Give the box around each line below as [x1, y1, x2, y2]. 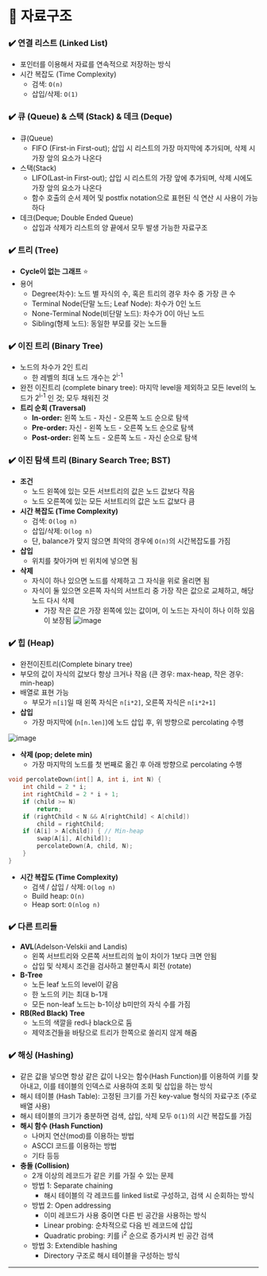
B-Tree [19, 970, 44, 980]
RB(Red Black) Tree [19, 1008, 85, 1018]
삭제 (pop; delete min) [19, 750, 93, 760]
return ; [37, 805, 62, 813]
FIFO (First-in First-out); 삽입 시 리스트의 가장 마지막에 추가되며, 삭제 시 [31, 143, 256, 153]
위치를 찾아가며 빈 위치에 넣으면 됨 [31, 555, 138, 565]
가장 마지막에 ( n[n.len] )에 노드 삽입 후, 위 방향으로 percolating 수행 [31, 717, 244, 727]
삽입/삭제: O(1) [31, 89, 79, 99]
